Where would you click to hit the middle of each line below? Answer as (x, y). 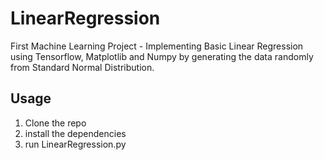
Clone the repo (55, 123)
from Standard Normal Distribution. (82, 67)
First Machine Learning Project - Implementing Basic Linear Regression (157, 46)
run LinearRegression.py (75, 144)
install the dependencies (75, 133)
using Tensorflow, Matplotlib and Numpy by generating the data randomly (162, 56)
